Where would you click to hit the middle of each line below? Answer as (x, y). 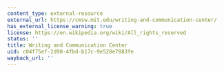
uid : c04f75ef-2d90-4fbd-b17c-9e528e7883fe (71, 52)
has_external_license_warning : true (60, 26)
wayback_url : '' (30, 58)
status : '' (23, 39)
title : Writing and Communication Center (68, 45)
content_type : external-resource (55, 13)
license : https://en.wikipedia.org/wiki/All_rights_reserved (97, 33)
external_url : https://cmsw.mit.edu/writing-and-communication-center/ (112, 20)
